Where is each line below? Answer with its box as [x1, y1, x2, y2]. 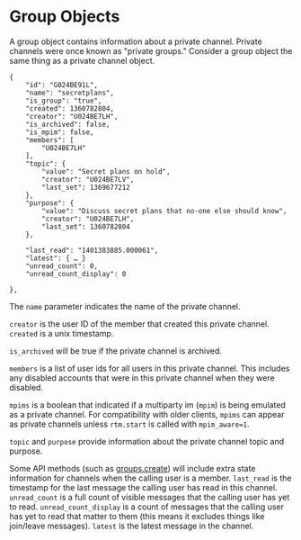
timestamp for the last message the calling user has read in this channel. [9, 481, 278, 492]
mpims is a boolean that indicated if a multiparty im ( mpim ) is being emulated [9, 399, 286, 410]
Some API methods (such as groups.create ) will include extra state [9, 463, 256, 473]
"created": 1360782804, [25, 103, 115, 113]
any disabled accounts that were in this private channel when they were [9, 372, 276, 383]
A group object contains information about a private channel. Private [9, 36, 262, 47]
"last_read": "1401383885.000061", [25, 246, 159, 255]
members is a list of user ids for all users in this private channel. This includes [9, 363, 290, 373]
